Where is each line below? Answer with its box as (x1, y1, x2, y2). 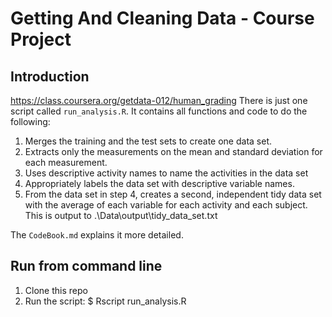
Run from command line (10, 258, 163, 275)
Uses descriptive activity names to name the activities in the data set (24, 167, 309, 179)
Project (10, 28, 72, 51)
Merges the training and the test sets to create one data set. (24, 135, 272, 147)
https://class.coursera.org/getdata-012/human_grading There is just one (10, 95, 308, 106)
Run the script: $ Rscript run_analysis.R (24, 295, 187, 307)
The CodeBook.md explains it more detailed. (10, 229, 184, 241)
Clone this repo (24, 284, 88, 296)
